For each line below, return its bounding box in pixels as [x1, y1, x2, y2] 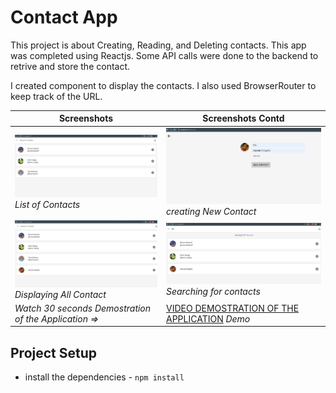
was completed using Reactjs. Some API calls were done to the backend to [10, 49, 319, 61]
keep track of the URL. [10, 90, 103, 102]
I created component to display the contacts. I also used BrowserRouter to [10, 79, 317, 91]
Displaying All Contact [14, 288, 107, 300]
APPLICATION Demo [165, 312, 251, 325]
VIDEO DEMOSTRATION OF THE [165, 302, 300, 314]
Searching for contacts [165, 285, 261, 297]
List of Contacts [14, 198, 81, 210]
